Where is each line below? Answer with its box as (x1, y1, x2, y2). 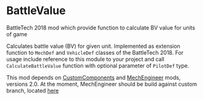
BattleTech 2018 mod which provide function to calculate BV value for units (6, 24, 196, 31)
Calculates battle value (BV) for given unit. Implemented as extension (6, 42, 180, 50)
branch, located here (6, 87, 59, 94)
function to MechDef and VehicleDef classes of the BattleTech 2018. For (6, 48, 184, 56)
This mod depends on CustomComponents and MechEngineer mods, (6, 74, 181, 81)
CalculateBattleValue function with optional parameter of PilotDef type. (6, 62, 190, 69)
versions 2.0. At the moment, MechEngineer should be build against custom (6, 80, 197, 88)
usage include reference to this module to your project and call (6, 55, 165, 63)
